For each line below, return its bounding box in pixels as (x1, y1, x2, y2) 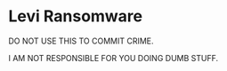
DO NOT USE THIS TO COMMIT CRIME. (8, 35, 154, 46)
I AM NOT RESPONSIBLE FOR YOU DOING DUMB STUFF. (8, 52, 219, 63)
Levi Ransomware (8, 6, 143, 27)
